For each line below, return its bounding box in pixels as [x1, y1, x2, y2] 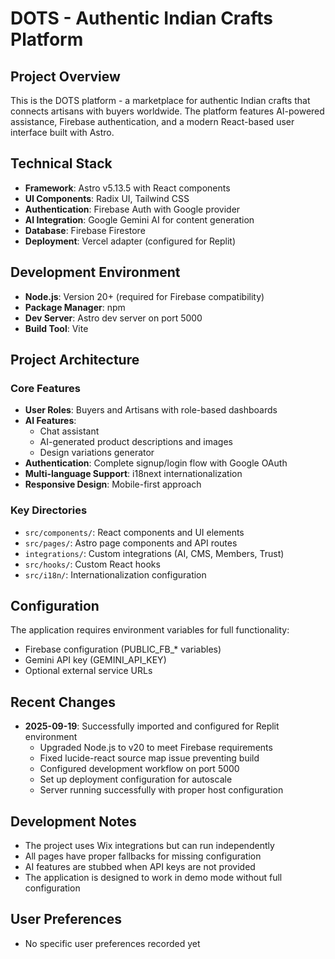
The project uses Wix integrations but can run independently [24, 840, 275, 852]
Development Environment [10, 264, 181, 281]
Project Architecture [10, 352, 140, 369]
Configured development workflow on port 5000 [39, 763, 240, 775]
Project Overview [10, 68, 121, 85]
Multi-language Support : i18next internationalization [24, 468, 243, 480]
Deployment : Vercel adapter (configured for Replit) [24, 235, 237, 247]
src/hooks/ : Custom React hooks [24, 558, 161, 570]
